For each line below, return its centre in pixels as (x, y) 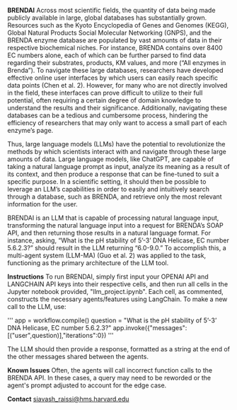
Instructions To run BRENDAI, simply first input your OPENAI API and (108, 276)
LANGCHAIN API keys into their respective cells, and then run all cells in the (118, 284)
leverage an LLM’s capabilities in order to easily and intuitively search (109, 189)
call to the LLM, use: (37, 306)
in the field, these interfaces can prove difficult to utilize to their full (105, 93)
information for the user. (42, 204)
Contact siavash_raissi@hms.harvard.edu (68, 399)
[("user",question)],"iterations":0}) (57, 335)
